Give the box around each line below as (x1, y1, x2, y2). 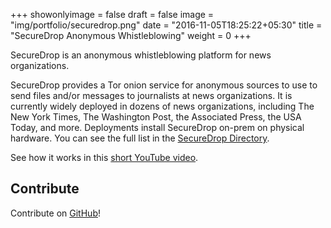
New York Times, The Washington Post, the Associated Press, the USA (10, 111, 302, 123)
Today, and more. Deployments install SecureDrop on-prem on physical (10, 122, 305, 133)
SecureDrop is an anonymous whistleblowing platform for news (10, 49, 272, 61)
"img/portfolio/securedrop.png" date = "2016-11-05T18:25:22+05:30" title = (10, 19, 323, 31)
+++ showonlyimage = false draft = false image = (10, 9, 215, 20)
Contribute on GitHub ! (10, 207, 101, 219)
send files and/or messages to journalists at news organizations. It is (10, 90, 293, 101)
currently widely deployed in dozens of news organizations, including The (10, 100, 315, 112)
